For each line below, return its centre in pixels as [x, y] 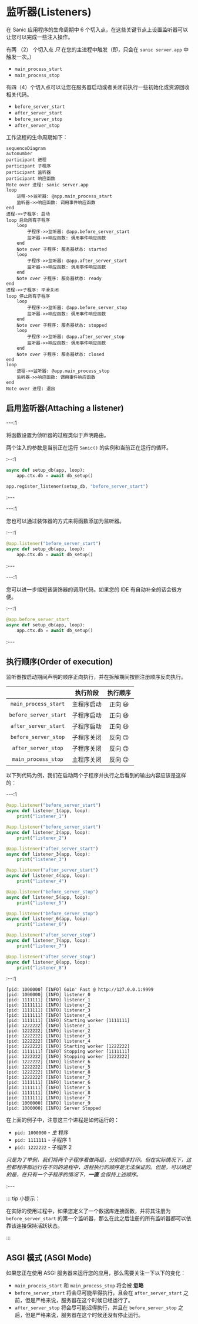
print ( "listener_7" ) [42, 946]
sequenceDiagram [26, 148]
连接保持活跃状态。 [39, 1226]
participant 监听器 [28, 172]
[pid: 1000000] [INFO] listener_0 [48, 995]
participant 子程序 [28, 166]
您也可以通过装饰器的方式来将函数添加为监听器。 [65, 521]
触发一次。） [20, 57]
